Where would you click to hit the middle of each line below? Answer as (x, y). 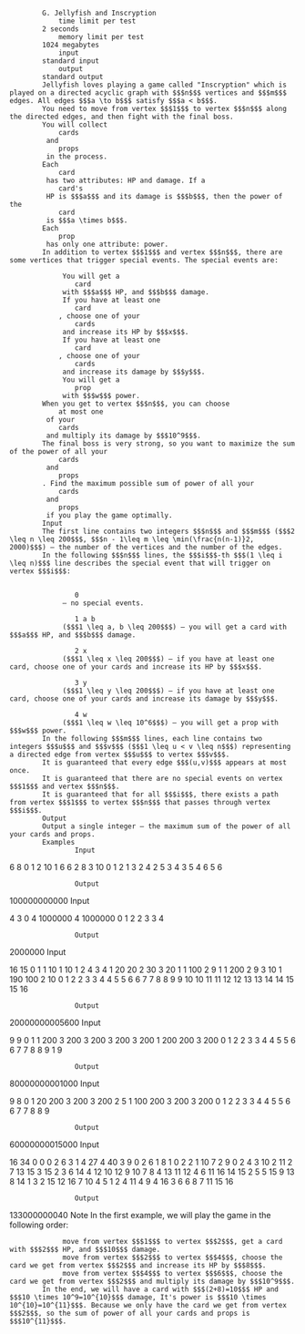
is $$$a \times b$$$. (87, 221)
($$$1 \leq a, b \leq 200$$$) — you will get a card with (174, 627)
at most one (81, 412)
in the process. (76, 157)
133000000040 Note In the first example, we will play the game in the (140, 1215)
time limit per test (97, 21)
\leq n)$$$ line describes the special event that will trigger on (140, 563)
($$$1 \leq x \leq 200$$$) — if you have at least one (168, 659)
